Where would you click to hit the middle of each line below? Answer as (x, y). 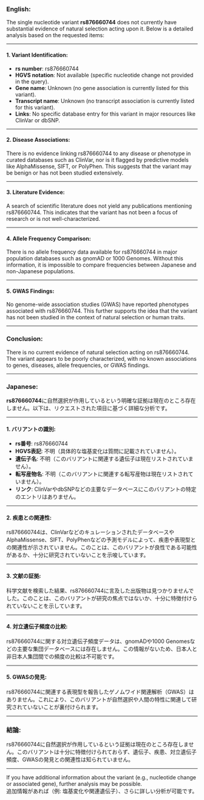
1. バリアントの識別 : (31, 429)
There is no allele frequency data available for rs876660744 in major (92, 252)
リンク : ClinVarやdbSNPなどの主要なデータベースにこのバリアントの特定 (106, 489)
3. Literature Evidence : (36, 192)
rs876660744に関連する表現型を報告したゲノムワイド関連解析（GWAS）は (100, 692)
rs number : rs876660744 (47, 68)
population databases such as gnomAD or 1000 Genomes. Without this (95, 259)
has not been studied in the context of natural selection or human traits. (96, 318)
